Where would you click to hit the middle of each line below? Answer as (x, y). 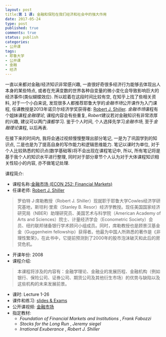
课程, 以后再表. (33, 128)
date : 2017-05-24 (23, 19)
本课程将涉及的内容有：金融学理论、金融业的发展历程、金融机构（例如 (89, 271)
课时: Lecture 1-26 (31, 294)
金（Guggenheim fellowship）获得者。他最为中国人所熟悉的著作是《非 (89, 232)
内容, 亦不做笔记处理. (48, 163)
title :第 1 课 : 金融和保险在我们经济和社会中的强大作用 (56, 14)
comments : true (21, 33)
